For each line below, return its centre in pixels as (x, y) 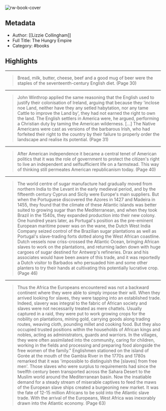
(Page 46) (27, 273)
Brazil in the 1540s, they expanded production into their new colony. (86, 215)
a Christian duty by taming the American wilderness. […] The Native (86, 123)
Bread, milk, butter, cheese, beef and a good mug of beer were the (85, 78)
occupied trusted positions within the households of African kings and (89, 329)
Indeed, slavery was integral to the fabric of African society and (82, 303)
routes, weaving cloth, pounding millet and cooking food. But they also (89, 324)
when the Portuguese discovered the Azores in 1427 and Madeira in (86, 199)
